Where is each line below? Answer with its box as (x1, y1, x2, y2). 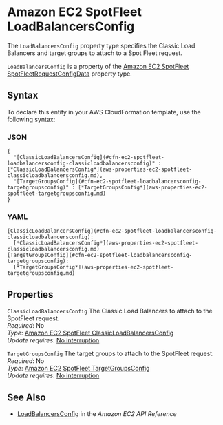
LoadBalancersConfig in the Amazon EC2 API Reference (17, 409, 177, 417)
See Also (7, 391, 46, 403)
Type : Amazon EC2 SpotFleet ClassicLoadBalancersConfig (7, 329, 174, 338)
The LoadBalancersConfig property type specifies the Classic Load (7, 41, 195, 50)
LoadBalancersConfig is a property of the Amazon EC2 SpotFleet (7, 62, 189, 70)
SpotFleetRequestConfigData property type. (7, 70, 132, 78)
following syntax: (7, 115, 56, 123)
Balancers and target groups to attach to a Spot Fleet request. (7, 49, 182, 57)
